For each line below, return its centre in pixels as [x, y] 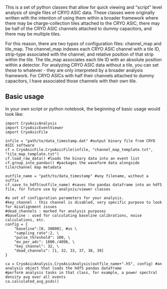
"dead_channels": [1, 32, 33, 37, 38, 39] [59, 250]
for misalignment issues [31, 207]
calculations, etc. [25, 220]
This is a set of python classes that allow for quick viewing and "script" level [84, 7]
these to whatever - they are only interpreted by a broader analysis [74, 70]
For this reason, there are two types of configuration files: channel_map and [83, 44]
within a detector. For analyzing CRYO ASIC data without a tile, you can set [82, 65]
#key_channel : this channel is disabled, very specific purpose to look [84, 202]
